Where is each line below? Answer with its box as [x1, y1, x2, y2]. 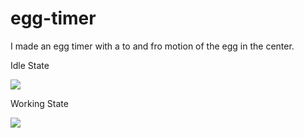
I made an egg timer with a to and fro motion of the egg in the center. [10, 40, 295, 52]
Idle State [10, 59, 50, 71]
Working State [10, 97, 69, 109]
